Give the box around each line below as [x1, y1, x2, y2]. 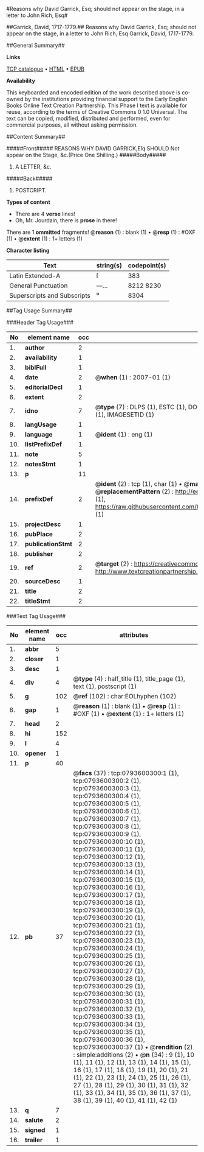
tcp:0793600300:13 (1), [73, 860, 145, 868]
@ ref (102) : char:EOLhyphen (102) [73, 692, 177, 700]
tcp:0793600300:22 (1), [73, 929, 145, 937]
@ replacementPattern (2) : [95, 487, 174, 496]
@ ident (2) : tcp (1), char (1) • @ [95, 480, 190, 488]
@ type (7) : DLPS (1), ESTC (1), [95, 403, 187, 411]
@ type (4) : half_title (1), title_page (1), [73, 675, 185, 683]
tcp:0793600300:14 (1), [73, 868, 145, 876]
